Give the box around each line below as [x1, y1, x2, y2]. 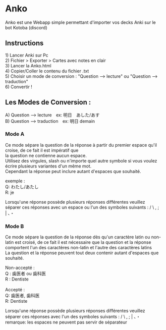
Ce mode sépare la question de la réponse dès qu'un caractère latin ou [5, 234, 150, 240]
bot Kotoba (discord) [5, 24, 48, 30]
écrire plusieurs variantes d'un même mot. [5, 163, 92, 169]
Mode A [5, 131, 25, 138]
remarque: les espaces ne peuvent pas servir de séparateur [5, 319, 127, 325]
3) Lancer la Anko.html [5, 62, 52, 68]
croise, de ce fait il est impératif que [5, 147, 79, 153]
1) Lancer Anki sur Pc [5, 52, 49, 58]
